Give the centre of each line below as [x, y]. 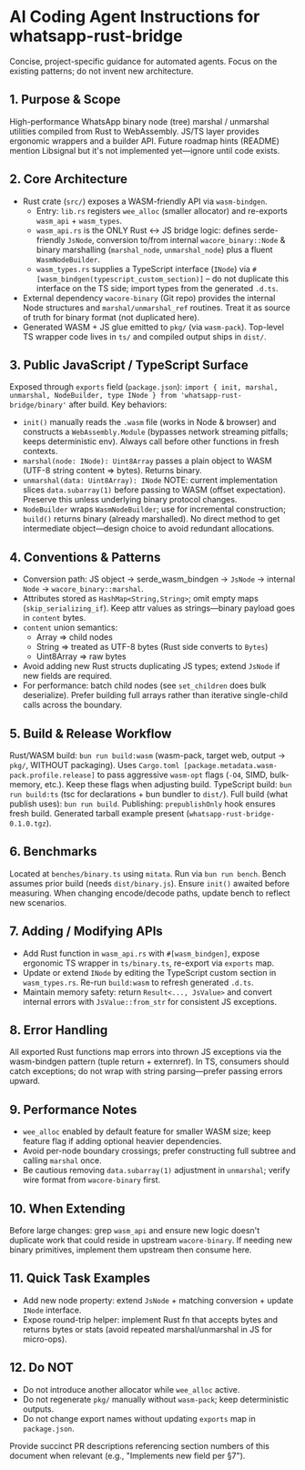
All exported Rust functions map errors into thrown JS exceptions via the [146, 1052]
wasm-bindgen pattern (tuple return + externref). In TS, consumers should [149, 1061]
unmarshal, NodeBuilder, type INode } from [93, 396]
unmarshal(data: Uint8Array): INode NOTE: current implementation [150, 481]
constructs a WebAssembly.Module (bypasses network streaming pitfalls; [155, 432]
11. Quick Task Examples [80, 1278]
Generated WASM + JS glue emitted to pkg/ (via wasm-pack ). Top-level [153, 327]
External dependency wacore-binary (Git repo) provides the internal [149, 298]
